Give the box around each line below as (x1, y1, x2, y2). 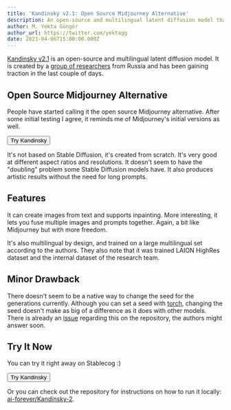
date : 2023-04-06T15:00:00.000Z (7, 36, 100, 43)
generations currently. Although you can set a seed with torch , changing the (7, 299, 223, 307)
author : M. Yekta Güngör (7, 23, 78, 30)
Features (7, 192, 46, 204)
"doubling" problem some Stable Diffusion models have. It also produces (7, 165, 213, 173)
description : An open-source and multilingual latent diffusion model (7, 17, 214, 23)
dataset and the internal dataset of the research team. (7, 253, 160, 262)
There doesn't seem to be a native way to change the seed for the (7, 291, 195, 300)
